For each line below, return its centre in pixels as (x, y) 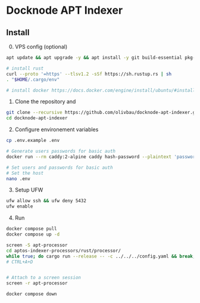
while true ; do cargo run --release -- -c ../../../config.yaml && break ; (101, 256)
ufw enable (20, 206)
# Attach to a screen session (44, 278)
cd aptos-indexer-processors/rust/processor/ (63, 251)
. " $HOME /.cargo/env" (33, 79)
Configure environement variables (57, 129)
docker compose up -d (33, 234)
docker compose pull (32, 229)
